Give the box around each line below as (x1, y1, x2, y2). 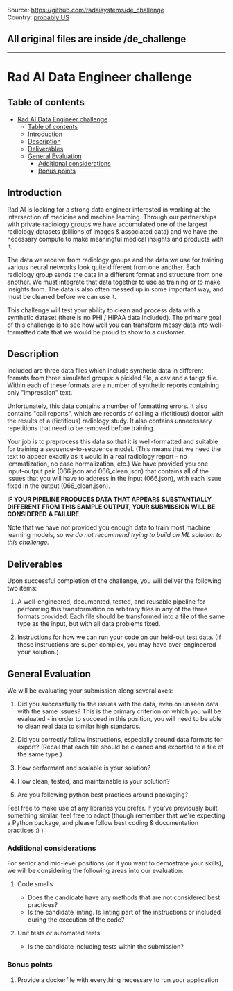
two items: (7, 584, 37, 593)
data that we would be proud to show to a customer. (37, 328, 186, 336)
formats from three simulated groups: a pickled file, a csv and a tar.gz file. (7, 374, 218, 382)
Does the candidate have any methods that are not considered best (27, 893, 221, 901)
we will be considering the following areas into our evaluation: (7, 867, 184, 875)
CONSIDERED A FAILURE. (7, 510, 82, 518)
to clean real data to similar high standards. (17, 722, 141, 731)
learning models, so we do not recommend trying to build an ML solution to (7, 531, 222, 539)
